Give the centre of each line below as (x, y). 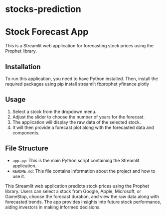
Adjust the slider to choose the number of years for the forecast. (79, 117)
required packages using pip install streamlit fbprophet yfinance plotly (77, 84)
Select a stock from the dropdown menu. (54, 111)
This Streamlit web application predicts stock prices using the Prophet (77, 186)
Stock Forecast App (47, 32)
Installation (23, 66)
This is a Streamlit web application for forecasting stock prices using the (79, 46)
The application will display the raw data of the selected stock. (77, 122)
